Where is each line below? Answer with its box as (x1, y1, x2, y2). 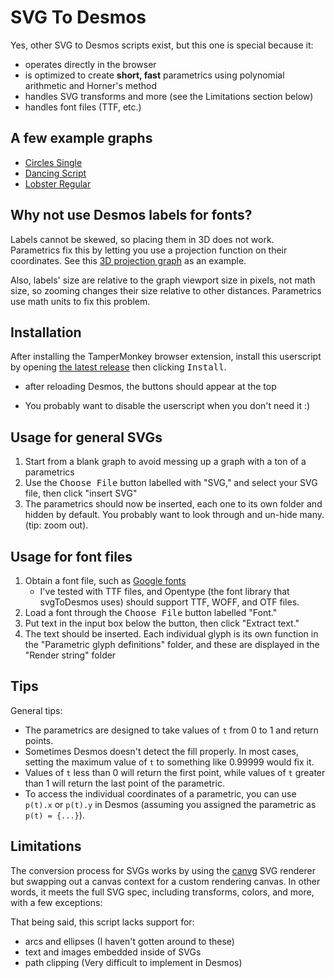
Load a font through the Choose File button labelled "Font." (24, 607, 278, 618)
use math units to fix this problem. (10, 295, 151, 307)
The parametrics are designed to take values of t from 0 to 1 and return (24, 724, 319, 736)
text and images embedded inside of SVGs (24, 946, 202, 958)
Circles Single (24, 156, 83, 168)
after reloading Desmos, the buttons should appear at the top (24, 381, 277, 393)
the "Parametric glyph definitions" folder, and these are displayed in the (24, 639, 320, 650)
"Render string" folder (24, 649, 117, 661)
